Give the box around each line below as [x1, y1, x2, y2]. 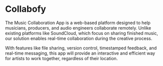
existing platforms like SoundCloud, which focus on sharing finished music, [5, 30, 158, 36]
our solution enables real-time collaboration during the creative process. [5, 35, 152, 41]
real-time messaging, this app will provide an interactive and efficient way [5, 50, 156, 56]
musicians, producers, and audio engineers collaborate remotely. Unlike [5, 25, 152, 31]
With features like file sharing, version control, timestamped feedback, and [5, 45, 157, 51]
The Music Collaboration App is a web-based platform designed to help [5, 20, 151, 26]
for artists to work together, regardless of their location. [5, 55, 118, 61]
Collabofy [5, 3, 46, 15]
